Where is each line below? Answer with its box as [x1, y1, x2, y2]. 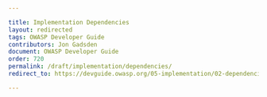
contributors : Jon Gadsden [8, 40, 98, 48]
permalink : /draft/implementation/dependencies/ [8, 62, 172, 71]
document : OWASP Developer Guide [8, 48, 119, 56]
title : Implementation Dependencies [8, 18, 130, 26]
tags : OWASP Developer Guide [8, 33, 105, 41]
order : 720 [8, 55, 44, 63]
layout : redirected [8, 25, 73, 34]
